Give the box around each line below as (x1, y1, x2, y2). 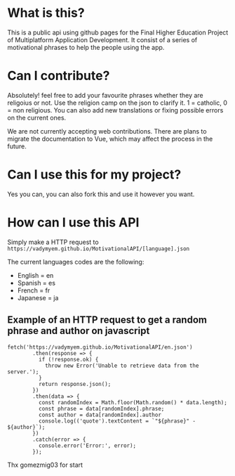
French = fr (17, 286, 51, 295)
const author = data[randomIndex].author (38, 411, 161, 418)
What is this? (7, 5, 86, 21)
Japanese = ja (17, 293, 59, 302)
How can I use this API (7, 214, 140, 230)
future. (7, 142, 27, 150)
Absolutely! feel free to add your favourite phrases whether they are (7, 91, 203, 99)
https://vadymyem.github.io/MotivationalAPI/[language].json (7, 245, 190, 252)
